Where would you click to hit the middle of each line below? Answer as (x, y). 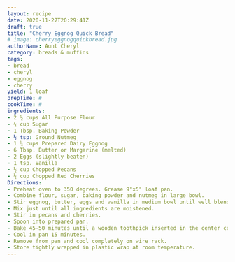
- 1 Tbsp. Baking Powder (43, 131)
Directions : (24, 182)
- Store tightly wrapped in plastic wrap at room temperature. (101, 248)
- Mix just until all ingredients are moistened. (81, 209)
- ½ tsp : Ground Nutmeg (42, 137)
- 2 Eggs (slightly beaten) (48, 157)
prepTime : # (24, 99)
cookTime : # (24, 105)
